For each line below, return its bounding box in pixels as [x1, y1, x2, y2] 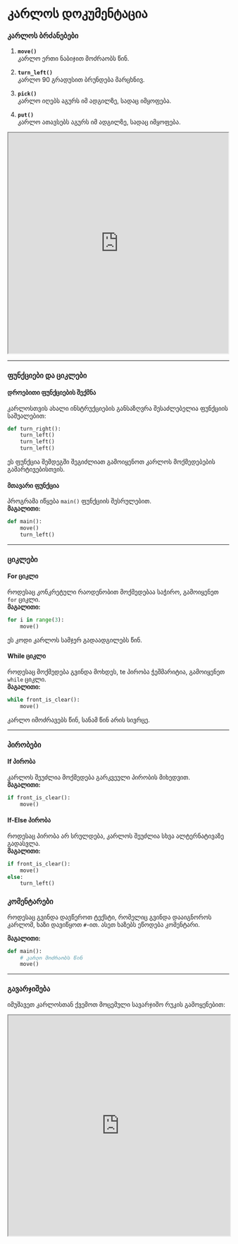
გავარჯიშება [7, 984, 51, 994]
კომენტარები [7, 897, 54, 907]
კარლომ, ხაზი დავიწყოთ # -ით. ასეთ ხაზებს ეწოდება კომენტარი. [7, 920, 201, 928]
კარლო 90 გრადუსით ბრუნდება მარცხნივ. [17, 76, 145, 84]
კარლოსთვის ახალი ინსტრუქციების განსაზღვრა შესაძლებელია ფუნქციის [7, 404, 229, 412]
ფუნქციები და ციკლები [7, 371, 87, 381]
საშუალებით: [7, 412, 46, 420]
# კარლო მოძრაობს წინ [20, 954, 83, 962]
